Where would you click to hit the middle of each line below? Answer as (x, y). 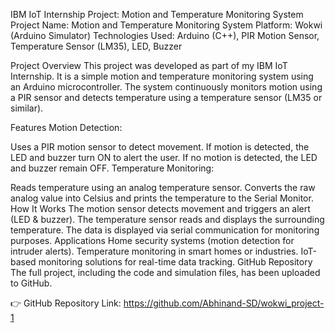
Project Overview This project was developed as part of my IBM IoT (149, 65)
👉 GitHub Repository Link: (66, 303)
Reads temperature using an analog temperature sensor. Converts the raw (163, 187)
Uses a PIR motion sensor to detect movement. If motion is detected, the (160, 147)
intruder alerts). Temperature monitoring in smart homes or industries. (154, 251)
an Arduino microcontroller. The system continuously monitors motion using (166, 87)
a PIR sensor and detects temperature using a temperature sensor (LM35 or (166, 97)
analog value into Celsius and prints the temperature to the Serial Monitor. (162, 198)
